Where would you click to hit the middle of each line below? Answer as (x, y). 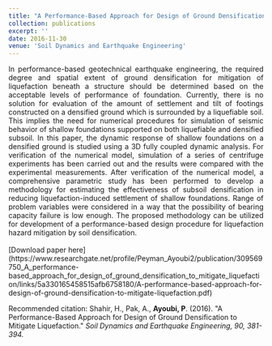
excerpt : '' (28, 31)
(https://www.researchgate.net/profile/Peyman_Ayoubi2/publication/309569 (136, 258)
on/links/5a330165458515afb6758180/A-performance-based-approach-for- (136, 284)
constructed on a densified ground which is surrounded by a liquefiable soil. (136, 112)
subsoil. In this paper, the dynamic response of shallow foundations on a (136, 138)
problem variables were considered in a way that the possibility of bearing (136, 207)
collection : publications (52, 23)
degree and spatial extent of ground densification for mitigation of (136, 78)
